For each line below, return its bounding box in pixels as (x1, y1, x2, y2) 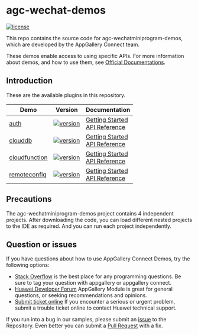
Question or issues (6, 239, 77, 249)
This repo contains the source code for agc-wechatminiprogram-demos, (6, 34, 183, 41)
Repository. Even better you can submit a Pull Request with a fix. (6, 322, 163, 329)
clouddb (9, 136, 33, 144)
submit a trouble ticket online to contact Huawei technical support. (14, 304, 177, 311)
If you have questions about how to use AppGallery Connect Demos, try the (6, 255, 190, 262)
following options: (6, 262, 50, 269)
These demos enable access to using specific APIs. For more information (6, 52, 184, 59)
